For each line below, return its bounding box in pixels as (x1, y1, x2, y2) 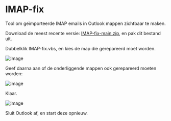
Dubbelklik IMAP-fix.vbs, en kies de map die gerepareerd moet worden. (5, 45, 156, 51)
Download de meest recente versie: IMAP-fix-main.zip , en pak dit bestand (5, 30, 161, 36)
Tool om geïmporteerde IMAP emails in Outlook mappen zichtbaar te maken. (5, 20, 166, 26)
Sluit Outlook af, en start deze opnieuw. (5, 110, 88, 116)
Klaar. (5, 90, 17, 96)
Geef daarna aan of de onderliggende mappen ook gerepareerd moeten (5, 65, 157, 71)
